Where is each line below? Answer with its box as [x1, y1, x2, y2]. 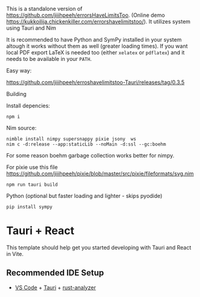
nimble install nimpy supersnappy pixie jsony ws [6, 136, 137, 142]
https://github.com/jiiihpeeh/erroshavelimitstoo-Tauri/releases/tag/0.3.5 [6, 78, 185, 86]
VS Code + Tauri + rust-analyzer [15, 284, 96, 291]
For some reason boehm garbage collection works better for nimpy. [6, 152, 175, 159]
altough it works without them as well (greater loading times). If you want [6, 42, 188, 49]
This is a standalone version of [6, 5, 83, 12]
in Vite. [6, 250, 24, 257]
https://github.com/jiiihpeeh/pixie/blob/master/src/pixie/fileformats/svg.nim [6, 170, 195, 177]
